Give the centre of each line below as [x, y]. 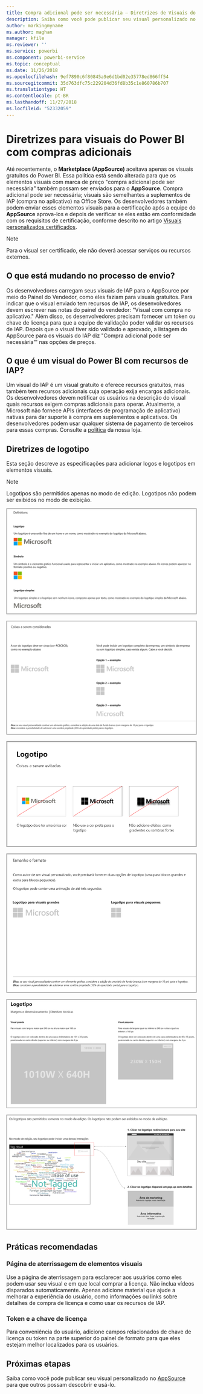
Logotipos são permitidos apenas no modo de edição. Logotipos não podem [101, 494]
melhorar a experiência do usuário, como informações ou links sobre [92, 1297]
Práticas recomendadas [52, 1247]
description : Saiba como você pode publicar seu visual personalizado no [101, 19]
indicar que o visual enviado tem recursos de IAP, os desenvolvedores [94, 303]
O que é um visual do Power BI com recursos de [98, 361]
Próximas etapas [38, 1363]
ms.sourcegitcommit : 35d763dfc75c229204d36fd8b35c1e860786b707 [88, 83]
